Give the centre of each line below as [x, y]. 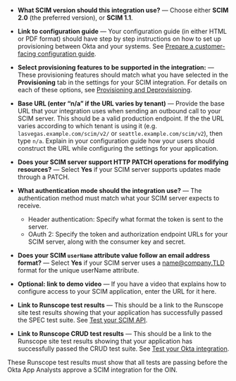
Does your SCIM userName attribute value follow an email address [113, 255]
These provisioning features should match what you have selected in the [123, 75]
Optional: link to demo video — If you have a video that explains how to [122, 284]
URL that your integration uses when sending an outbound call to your [119, 111]
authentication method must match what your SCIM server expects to [118, 198]
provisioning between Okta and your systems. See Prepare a [105, 46]
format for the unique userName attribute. [78, 270]
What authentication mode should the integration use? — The [110, 190]
